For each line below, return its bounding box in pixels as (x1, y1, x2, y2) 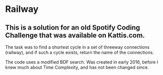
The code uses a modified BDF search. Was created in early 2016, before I (5, 59, 158, 65)
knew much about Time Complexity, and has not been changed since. (5, 65, 149, 70)
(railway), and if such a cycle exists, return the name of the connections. (5, 50, 154, 55)
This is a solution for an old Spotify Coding (5, 23, 140, 32)
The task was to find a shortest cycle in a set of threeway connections (5, 44, 150, 50)
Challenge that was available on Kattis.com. (5, 31, 145, 39)
